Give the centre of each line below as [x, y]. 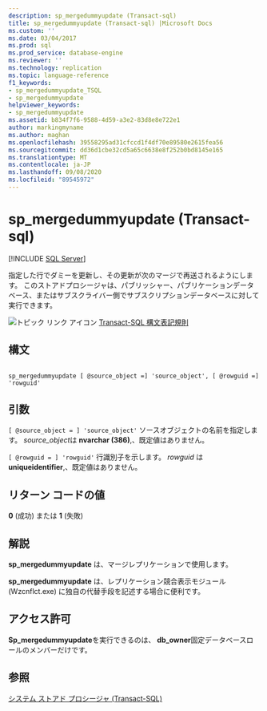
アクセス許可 [40, 619]
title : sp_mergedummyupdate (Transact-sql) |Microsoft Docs [111, 23]
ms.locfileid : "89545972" [51, 180]
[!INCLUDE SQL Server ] [47, 258]
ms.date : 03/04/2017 [43, 38]
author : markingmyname [46, 127]
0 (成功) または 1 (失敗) [46, 516]
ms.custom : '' [32, 30]
